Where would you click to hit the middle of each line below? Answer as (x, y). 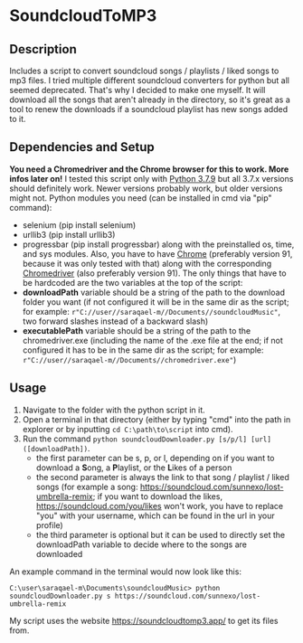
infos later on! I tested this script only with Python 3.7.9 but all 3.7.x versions (151, 178)
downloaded (59, 553)
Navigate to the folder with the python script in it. (114, 410)
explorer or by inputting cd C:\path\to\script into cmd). (128, 429)
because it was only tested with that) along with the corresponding (147, 263)
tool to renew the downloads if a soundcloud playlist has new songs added (148, 109)
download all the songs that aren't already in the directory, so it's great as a (150, 99)
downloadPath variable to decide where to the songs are (141, 544)
